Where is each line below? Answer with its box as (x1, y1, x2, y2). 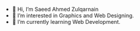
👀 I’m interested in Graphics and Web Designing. (12, 12, 134, 19)
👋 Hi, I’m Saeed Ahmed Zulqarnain (12, 6, 99, 13)
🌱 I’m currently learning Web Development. (12, 18, 120, 25)
